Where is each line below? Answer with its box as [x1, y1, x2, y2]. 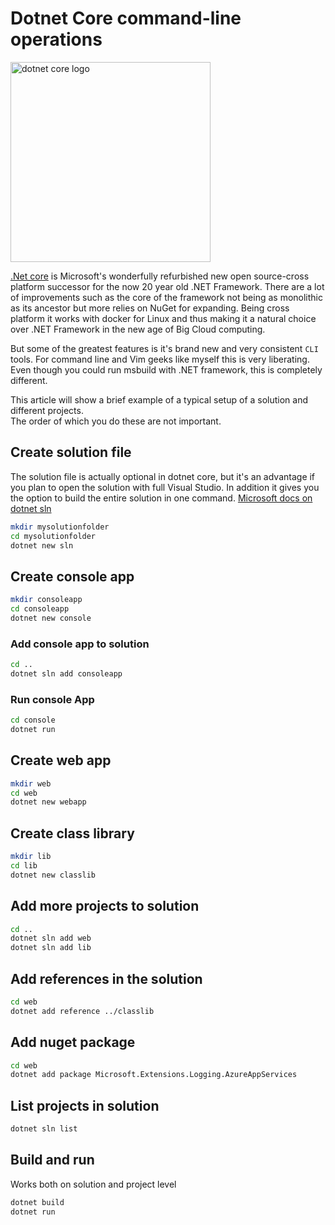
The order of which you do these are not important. [10, 415, 222, 427]
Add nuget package [10, 1034, 136, 1051]
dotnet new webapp [10, 797, 87, 807]
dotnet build [10, 1197, 65, 1207]
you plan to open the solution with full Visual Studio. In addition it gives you [10, 481, 320, 493]
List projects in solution [10, 1097, 160, 1114]
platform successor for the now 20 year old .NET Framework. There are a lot [10, 280, 325, 292]
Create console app [10, 568, 135, 585]
